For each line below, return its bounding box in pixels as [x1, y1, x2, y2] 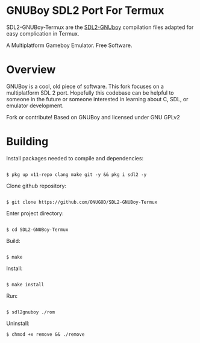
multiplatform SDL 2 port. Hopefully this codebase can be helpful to [6, 89, 174, 96]
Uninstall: [6, 319, 30, 327]
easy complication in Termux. [6, 30, 80, 37]
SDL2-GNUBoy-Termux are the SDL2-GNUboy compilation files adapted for [6, 24, 194, 31]
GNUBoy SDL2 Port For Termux [6, 4, 164, 17]
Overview [6, 63, 56, 77]
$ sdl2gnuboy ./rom [6, 309, 55, 315]
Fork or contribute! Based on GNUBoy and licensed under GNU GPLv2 [6, 113, 180, 121]
